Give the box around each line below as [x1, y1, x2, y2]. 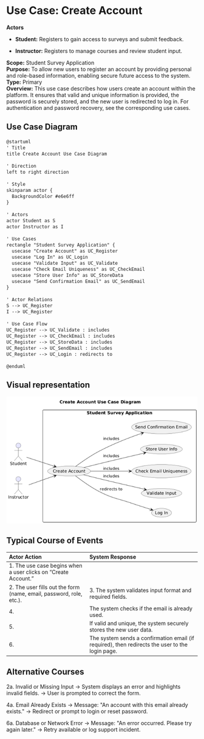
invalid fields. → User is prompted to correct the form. [6, 689, 141, 696]
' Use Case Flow [6, 321, 47, 327]
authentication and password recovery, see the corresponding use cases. [6, 104, 191, 111]
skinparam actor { [6, 187, 53, 193]
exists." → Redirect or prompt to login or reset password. [6, 707, 148, 715]
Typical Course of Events [6, 536, 104, 546]
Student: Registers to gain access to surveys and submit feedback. [15, 35, 184, 43]
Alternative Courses [6, 667, 84, 677]
